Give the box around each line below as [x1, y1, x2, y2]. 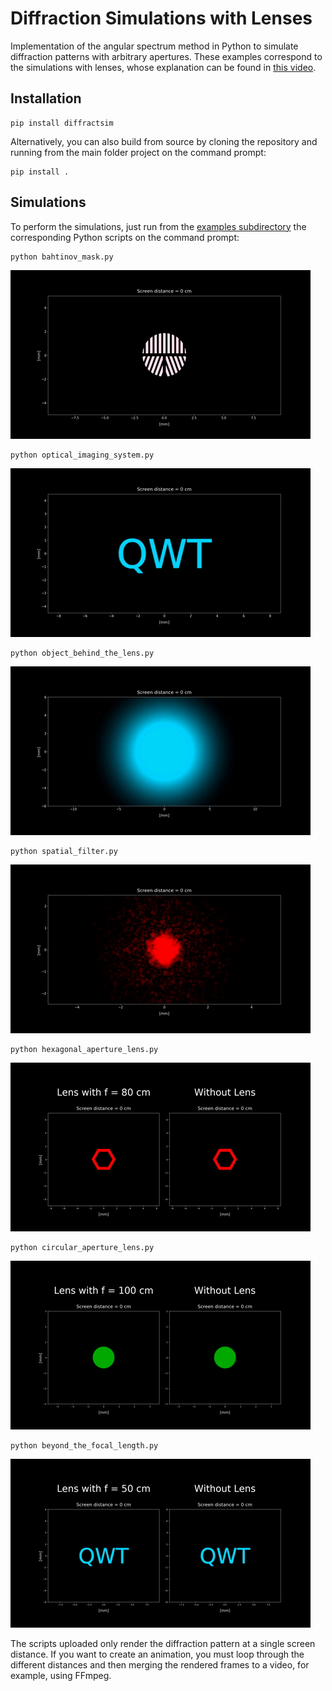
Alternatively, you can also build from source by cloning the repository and [10, 135, 318, 147]
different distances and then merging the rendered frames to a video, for [10, 1658, 310, 1671]
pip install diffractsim [10, 118, 114, 128]
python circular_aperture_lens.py [10, 1242, 155, 1252]
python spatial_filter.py [10, 846, 118, 856]
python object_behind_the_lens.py [10, 648, 155, 658]
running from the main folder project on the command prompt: [10, 146, 267, 158]
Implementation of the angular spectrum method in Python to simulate [10, 40, 299, 52]
